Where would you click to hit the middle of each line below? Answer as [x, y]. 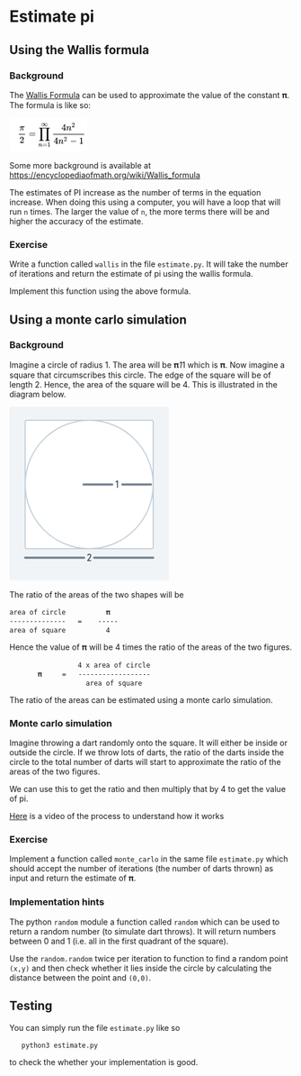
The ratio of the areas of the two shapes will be [97, 594]
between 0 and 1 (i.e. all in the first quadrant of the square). [119, 941]
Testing [31, 1006]
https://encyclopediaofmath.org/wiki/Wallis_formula [105, 175]
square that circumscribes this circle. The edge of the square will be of [140, 375]
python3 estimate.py [60, 1045]
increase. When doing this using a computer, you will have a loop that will [145, 202]
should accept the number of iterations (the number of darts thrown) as [142, 869]
